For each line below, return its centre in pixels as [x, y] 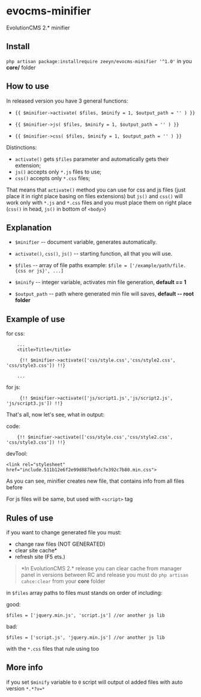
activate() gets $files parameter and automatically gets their [92, 159]
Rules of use [30, 518]
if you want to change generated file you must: [64, 532]
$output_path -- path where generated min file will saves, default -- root [104, 294]
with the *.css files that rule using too [53, 649]
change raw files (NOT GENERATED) [60, 544]
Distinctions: [22, 147]
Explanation [29, 227]
